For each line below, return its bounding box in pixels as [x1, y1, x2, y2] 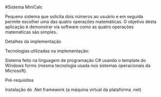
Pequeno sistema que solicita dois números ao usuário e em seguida [5, 14, 143, 19]
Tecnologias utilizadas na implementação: [5, 48, 89, 54]
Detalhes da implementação [5, 39, 61, 44]
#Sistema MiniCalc [5, 4, 43, 10]
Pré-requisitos [5, 78, 34, 83]
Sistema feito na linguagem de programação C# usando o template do [5, 58, 146, 63]
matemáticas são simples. [5, 29, 58, 35]
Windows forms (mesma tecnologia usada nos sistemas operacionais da [5, 63, 151, 68]
